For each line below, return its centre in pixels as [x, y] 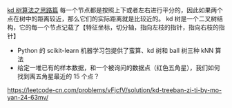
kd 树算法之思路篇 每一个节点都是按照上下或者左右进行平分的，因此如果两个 [115, 10]
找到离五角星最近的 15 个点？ [58, 76]
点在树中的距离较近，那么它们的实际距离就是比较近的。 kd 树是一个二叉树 [112, 19]
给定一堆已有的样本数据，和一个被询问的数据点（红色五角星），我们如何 [118, 68]
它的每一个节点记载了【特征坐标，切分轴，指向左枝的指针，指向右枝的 [119, 27]
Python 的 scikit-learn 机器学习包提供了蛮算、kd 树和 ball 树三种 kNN [115, 51]
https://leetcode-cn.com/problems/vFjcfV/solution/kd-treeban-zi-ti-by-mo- [115, 90]
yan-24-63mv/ [28, 97]
